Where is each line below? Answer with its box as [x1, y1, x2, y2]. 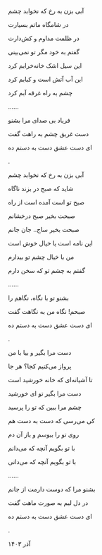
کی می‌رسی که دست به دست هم [8, 417, 95, 425]
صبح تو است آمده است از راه [8, 198, 85, 206]
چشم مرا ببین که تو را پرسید [8, 403, 82, 411]
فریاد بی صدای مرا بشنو [8, 116, 71, 124]
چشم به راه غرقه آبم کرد [8, 89, 73, 97]
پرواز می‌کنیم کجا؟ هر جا [8, 362, 72, 370]
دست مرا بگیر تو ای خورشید [8, 389, 82, 398]
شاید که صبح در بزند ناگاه [8, 184, 74, 193]
